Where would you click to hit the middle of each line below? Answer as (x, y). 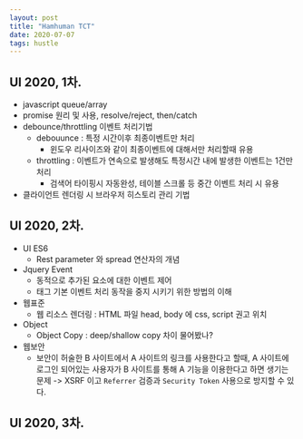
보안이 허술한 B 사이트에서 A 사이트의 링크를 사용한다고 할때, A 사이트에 (162, 357)
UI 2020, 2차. (47, 226)
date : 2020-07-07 (42, 34)
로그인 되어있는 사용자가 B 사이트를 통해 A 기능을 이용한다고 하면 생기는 (162, 369)
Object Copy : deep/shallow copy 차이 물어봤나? (124, 335)
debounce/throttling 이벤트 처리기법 (88, 127)
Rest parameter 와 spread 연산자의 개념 (108, 259)
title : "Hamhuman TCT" (52, 26)
